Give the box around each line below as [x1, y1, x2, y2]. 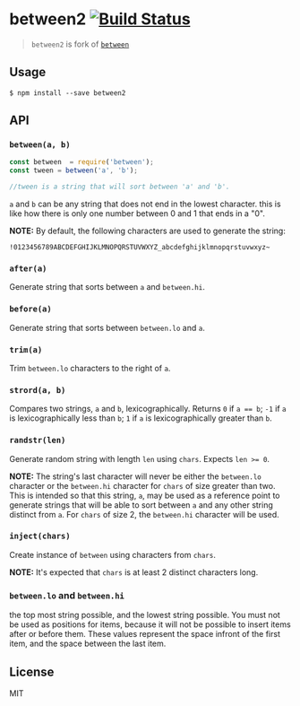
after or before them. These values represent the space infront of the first [9, 629, 280, 640]
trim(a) [9, 344, 43, 354]
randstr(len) [9, 435, 66, 446]
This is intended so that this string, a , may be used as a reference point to [9, 490, 280, 501]
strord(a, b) [9, 385, 66, 395]
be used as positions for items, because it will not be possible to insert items [9, 619, 291, 630]
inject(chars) [9, 531, 71, 542]
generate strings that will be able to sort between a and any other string [9, 499, 273, 510]
